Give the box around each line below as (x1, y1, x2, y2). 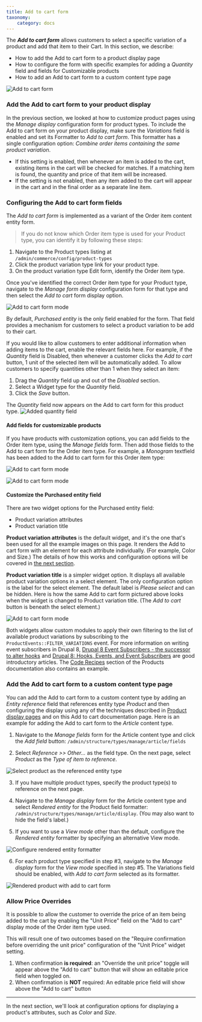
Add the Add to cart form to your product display (6, 101, 151, 109)
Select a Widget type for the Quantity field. (14, 383, 121, 390)
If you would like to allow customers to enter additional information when (6, 339, 186, 347)
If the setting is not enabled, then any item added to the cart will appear (14, 177, 192, 184)
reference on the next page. (14, 785, 84, 792)
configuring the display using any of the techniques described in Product (6, 707, 187, 714)
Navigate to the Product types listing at (14, 248, 112, 255)
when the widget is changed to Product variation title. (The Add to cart (6, 597, 182, 604)
